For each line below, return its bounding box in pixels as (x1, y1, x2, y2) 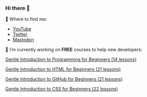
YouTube (12, 26, 32, 32)
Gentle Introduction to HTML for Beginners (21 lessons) (5, 66, 121, 73)
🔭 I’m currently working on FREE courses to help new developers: (5, 47, 142, 53)
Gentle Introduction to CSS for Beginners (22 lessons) (5, 86, 118, 92)
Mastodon (12, 37, 34, 43)
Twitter (12, 31, 28, 38)
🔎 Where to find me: (5, 16, 47, 22)
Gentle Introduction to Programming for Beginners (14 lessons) (5, 56, 137, 62)
